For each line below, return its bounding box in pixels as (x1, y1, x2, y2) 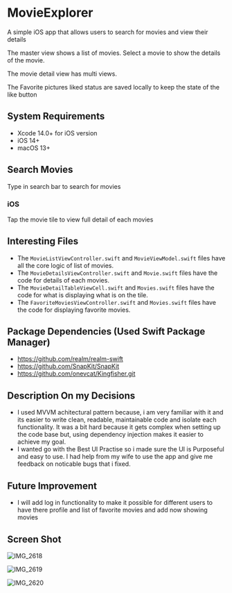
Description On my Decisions (7, 390, 136, 401)
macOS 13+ (17, 144, 51, 152)
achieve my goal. (17, 437, 66, 446)
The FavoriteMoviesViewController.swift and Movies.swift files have (17, 298, 217, 306)
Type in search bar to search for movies (7, 182, 121, 190)
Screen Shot (7, 533, 62, 545)
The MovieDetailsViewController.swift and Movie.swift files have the (17, 269, 218, 277)
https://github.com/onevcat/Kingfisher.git (17, 369, 136, 378)
